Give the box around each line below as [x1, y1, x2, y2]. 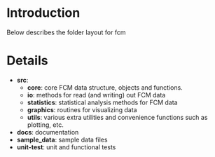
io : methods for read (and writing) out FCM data [27, 90, 166, 99]
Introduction [6, 5, 81, 21]
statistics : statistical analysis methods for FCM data [27, 98, 178, 107]
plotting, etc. [27, 121, 64, 129]
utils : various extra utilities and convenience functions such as [27, 113, 208, 121]
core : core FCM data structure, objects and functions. [27, 83, 183, 92]
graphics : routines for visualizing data [27, 105, 137, 114]
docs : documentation [16, 128, 79, 136]
